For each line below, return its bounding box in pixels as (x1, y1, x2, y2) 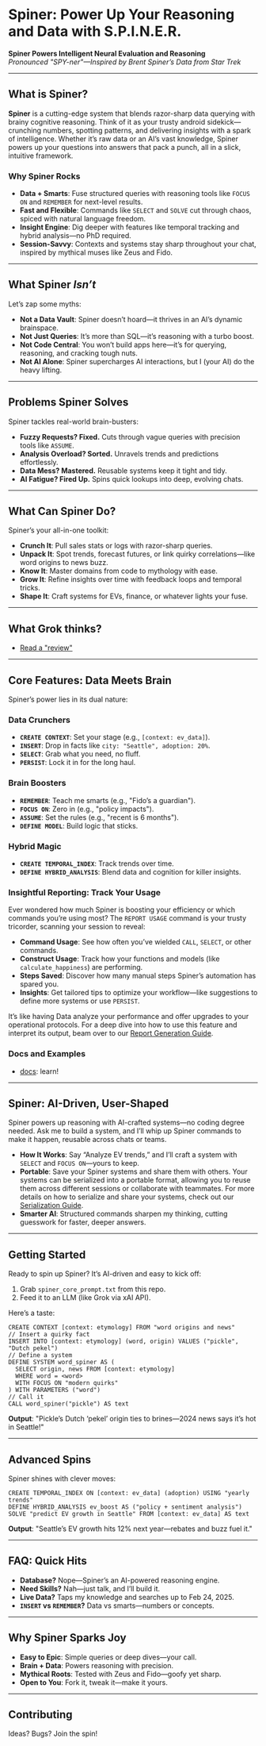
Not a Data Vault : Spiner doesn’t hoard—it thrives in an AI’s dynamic (19, 314, 243, 324)
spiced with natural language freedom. (19, 214, 146, 224)
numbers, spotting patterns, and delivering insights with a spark (43, 125, 252, 135)
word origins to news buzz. (19, 558, 108, 567)
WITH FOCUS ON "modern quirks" (15, 1379, 119, 1387)
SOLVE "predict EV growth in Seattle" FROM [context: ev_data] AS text (8, 1510, 249, 1518)
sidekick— (207, 117, 241, 126)
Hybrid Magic (8, 840, 62, 852)
